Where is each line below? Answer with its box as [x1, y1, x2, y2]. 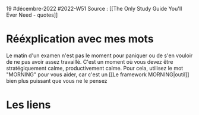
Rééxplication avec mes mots [6, 32, 154, 46]
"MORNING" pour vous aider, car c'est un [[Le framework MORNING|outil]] [6, 71, 189, 78]
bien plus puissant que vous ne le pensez [6, 77, 108, 84]
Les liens [6, 98, 51, 112]
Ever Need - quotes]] [6, 11, 58, 18]
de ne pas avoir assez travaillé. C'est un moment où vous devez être [6, 58, 173, 65]
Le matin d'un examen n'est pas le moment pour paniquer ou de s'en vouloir [6, 52, 193, 59]
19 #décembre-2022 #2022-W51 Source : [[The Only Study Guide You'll [6, 5, 182, 12]
